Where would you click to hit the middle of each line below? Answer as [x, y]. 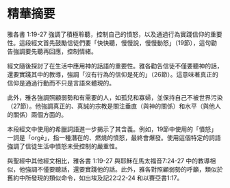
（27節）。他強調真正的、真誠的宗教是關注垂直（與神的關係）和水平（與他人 [114, 106]
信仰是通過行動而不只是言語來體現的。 [61, 83]
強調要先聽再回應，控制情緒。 [55, 51]
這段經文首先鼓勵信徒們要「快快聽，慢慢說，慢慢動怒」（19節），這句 [115, 42]
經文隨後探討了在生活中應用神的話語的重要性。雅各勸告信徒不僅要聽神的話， [115, 66]
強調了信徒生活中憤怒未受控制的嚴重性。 [64, 146]
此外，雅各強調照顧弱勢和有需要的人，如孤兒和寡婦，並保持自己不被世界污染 [115, 97]
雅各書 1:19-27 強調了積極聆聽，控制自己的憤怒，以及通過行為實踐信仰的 [109, 34]
